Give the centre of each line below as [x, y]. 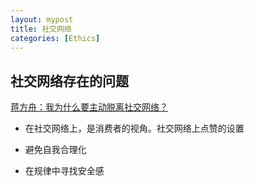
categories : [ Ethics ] [55, 38]
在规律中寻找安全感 [64, 171]
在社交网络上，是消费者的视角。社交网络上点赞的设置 [134, 128]
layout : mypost [42, 19]
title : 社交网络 [41, 29]
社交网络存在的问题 [69, 81]
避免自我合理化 [55, 150]
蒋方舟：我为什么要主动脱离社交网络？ [89, 107]
